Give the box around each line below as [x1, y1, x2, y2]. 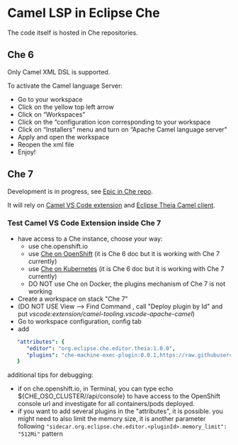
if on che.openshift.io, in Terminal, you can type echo [17, 384, 174, 393]
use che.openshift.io [28, 242, 89, 250]
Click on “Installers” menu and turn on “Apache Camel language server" [17, 125, 228, 134]
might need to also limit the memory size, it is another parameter [17, 415, 206, 423]
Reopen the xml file [17, 140, 74, 149]
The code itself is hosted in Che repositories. [7, 28, 138, 37]
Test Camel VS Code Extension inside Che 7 [7, 218, 161, 228]
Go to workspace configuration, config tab [17, 317, 142, 325]
